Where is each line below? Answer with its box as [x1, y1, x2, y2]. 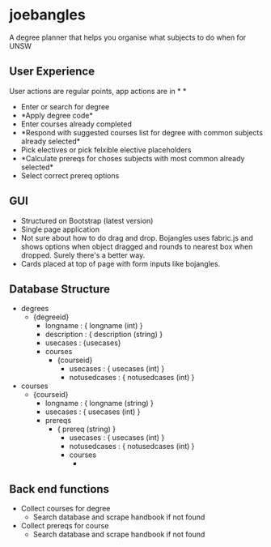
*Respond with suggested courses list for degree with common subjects [20, 127, 264, 137]
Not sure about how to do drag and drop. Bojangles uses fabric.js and [20, 233, 253, 242]
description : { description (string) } [44, 330, 163, 340]
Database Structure [9, 282, 110, 296]
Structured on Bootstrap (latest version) [20, 216, 154, 225]
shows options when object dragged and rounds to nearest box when [20, 241, 253, 251]
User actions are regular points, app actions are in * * [9, 86, 187, 96]
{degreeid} [32, 312, 70, 322]
